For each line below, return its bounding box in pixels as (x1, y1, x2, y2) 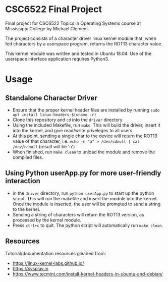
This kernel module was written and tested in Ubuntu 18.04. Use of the (5, 50, 152, 57)
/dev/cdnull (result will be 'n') (12, 143, 75, 149)
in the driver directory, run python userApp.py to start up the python (12, 190, 154, 196)
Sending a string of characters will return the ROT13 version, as (12, 211, 144, 217)
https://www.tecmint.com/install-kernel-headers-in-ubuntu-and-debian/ (12, 271, 163, 277)
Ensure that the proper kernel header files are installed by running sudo (12, 107, 160, 113)
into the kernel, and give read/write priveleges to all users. (12, 127, 134, 133)
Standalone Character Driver (5, 93, 97, 102)
